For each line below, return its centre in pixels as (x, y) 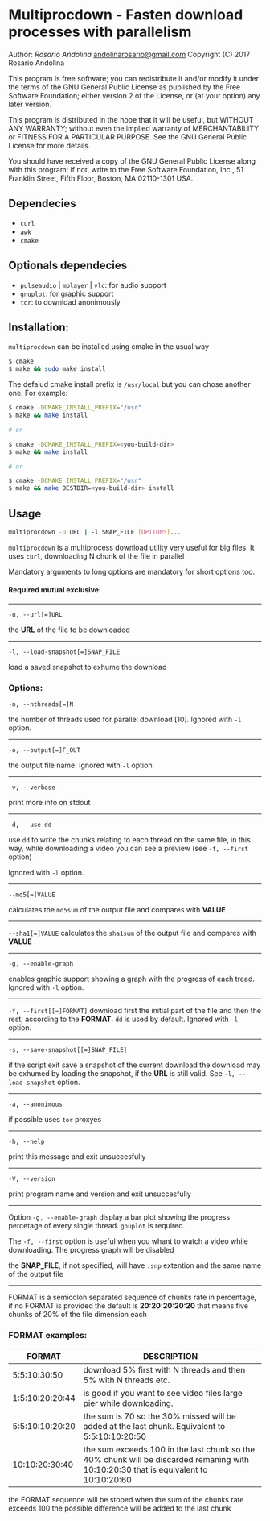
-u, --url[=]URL (35, 615)
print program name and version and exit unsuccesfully (100, 1194)
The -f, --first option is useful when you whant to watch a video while (129, 1241)
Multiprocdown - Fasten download (126, 15)
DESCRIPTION (171, 1356)
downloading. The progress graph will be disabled (91, 1250)
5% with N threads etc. (127, 1380)
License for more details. (49, 145)
